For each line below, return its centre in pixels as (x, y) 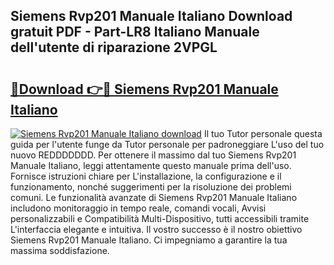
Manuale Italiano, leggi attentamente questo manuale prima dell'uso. (151, 165)
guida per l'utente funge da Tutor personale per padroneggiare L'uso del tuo (167, 144)
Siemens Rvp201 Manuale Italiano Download (151, 16)
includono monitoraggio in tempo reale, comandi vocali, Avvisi (138, 208)
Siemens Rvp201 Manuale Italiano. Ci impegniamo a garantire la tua (149, 240)
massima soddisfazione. (60, 250)
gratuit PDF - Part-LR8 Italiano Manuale (135, 32)
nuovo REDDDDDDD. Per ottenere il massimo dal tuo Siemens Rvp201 (153, 155)
